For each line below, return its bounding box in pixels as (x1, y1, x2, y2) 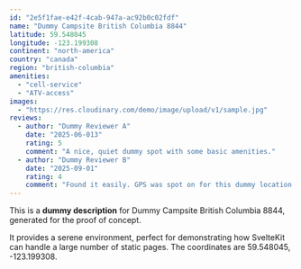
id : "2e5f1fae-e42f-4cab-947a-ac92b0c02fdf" (9, 13, 179, 22)
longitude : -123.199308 (9, 38, 99, 48)
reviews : (9, 113, 42, 122)
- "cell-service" (17, 80, 83, 89)
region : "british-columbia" (9, 64, 115, 73)
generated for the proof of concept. (9, 215, 141, 226)
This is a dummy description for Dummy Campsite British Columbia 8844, (9, 205, 286, 216)
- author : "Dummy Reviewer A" (17, 122, 131, 131)
